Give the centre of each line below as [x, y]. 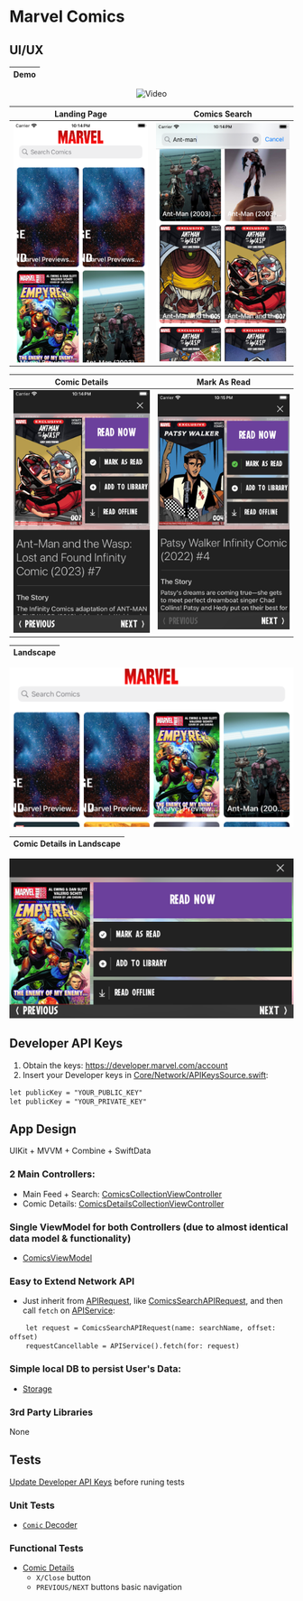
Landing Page [81, 114]
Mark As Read [224, 382]
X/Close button [64, 1578]
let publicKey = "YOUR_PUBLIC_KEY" [76, 1093]
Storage [37, 1389]
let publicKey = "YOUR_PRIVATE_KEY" [78, 1102]
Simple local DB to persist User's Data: [96, 1369]
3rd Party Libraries [51, 1412]
